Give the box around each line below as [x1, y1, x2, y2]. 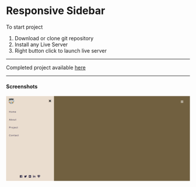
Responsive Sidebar [6, 4, 106, 18]
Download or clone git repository [14, 34, 94, 41]
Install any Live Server [14, 41, 68, 48]
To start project [6, 23, 43, 30]
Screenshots [6, 83, 38, 90]
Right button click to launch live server [14, 47, 107, 54]
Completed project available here [6, 64, 86, 71]
